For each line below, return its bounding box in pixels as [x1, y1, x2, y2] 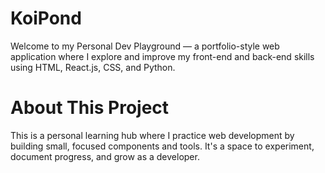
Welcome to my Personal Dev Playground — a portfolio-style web [10, 40, 280, 52]
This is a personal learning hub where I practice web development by [10, 129, 295, 141]
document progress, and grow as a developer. [10, 150, 200, 162]
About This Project [10, 97, 170, 119]
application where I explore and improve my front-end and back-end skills [10, 50, 315, 62]
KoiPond [10, 7, 82, 30]
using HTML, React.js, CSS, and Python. [10, 61, 176, 73]
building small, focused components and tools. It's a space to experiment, [10, 140, 315, 152]
